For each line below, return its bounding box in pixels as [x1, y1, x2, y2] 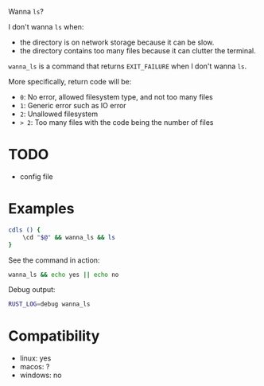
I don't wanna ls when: [8, 22, 84, 31]
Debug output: [8, 285, 56, 294]
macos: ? [19, 362, 50, 372]
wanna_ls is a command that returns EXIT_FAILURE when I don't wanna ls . [8, 61, 247, 71]
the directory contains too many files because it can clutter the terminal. [19, 46, 256, 55]
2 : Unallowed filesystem [19, 109, 98, 119]
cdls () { [8, 226, 41, 234]
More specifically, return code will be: [8, 77, 132, 86]
